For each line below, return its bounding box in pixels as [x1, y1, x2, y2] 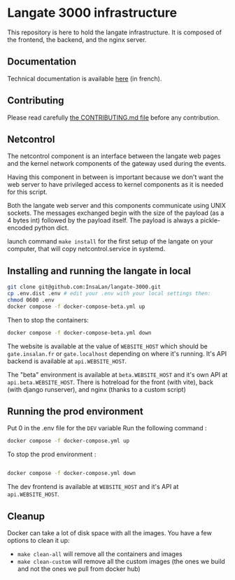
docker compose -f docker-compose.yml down [7, 470, 136, 477]
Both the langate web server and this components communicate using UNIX [7, 201, 226, 210]
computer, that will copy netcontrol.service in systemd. [7, 245, 166, 253]
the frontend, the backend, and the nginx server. [7, 35, 147, 43]
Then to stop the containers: [7, 316, 89, 324]
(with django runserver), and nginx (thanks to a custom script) [7, 385, 187, 393]
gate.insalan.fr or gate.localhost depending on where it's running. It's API [7, 349, 227, 358]
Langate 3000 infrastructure [7, 5, 177, 21]
